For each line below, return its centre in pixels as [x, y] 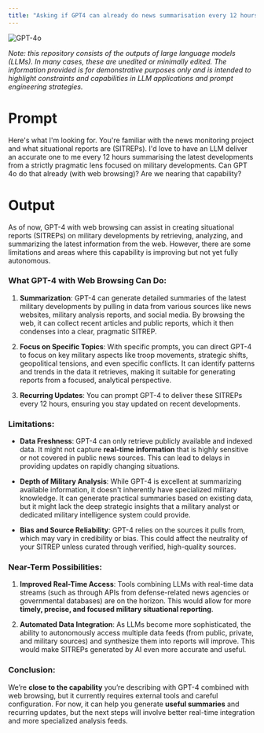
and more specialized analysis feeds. [68, 720]
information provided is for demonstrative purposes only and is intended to [130, 70]
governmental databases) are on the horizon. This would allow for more [135, 601]
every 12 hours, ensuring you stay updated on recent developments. [130, 403]
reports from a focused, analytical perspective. [95, 380]
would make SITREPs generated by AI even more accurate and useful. [133, 650]
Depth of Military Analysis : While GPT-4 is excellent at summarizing [130, 481]
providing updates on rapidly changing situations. [100, 466]
